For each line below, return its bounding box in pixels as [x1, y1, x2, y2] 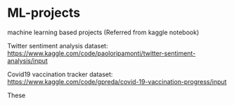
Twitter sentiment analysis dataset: [7, 41, 108, 50]
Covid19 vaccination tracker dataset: [7, 70, 113, 78]
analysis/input [7, 56, 48, 64]
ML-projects [7, 5, 81, 21]
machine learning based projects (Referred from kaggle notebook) [7, 28, 200, 36]
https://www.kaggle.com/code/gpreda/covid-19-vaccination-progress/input [7, 77, 227, 85]
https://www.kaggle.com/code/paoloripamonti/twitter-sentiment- [7, 49, 196, 57]
